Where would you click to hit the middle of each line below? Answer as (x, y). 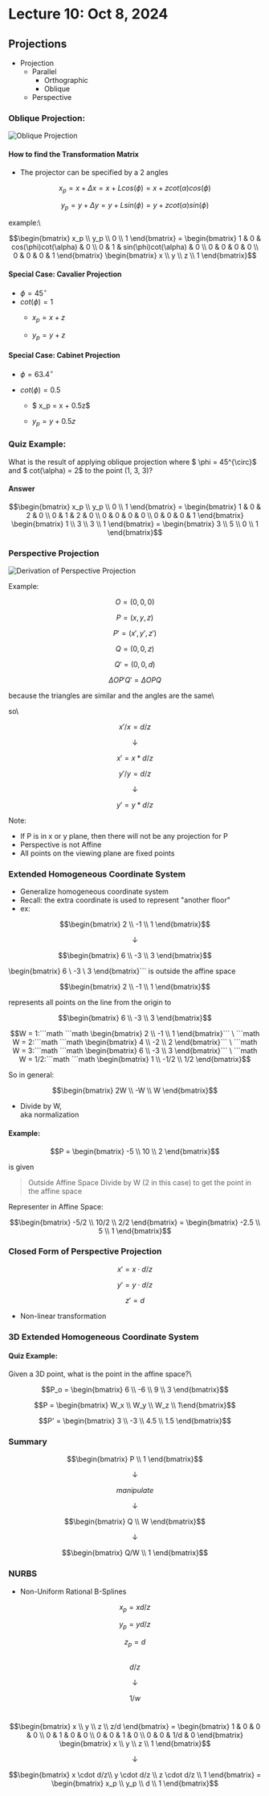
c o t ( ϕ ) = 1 (37, 301)
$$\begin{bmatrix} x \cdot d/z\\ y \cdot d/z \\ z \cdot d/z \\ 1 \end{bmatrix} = (135, 1775)
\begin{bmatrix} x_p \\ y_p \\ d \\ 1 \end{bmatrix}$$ (135, 1784)
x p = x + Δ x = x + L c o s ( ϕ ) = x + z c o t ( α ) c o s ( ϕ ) (135, 189)
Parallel (44, 72)
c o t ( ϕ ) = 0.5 (40, 390)
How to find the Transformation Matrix (73, 154)
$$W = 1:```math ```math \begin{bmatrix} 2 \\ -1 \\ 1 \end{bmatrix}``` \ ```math (135, 1034)
